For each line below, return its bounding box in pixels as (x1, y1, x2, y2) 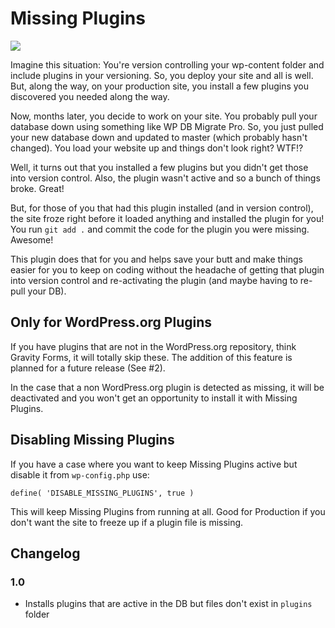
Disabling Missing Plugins (10, 432, 175, 449)
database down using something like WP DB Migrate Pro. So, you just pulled (10, 120, 324, 132)
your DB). (27, 285, 67, 297)
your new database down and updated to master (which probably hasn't (10, 131, 308, 143)
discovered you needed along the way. (10, 90, 170, 102)
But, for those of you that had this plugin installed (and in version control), (10, 202, 314, 214)
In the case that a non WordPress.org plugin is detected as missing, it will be (10, 381, 325, 393)
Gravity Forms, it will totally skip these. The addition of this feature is (10, 351, 293, 363)
